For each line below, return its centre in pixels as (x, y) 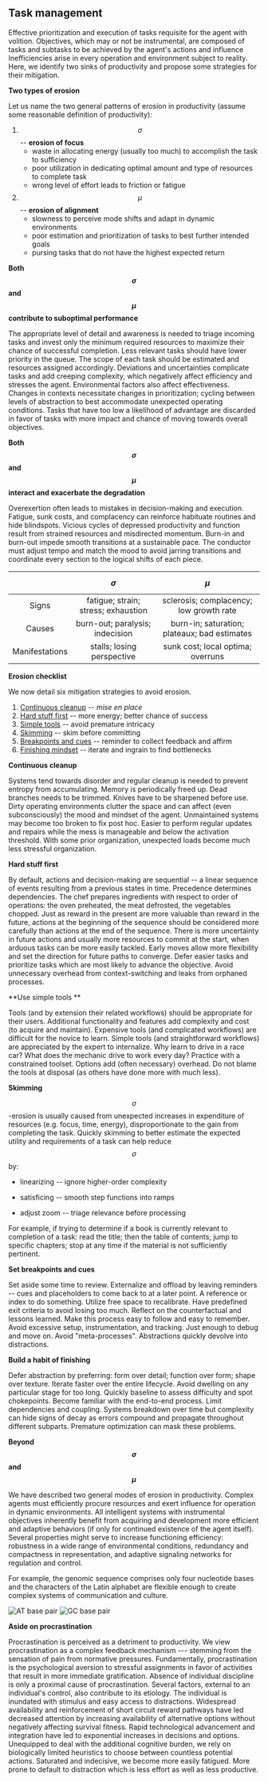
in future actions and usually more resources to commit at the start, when (129, 939)
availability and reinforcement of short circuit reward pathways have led (126, 1710)
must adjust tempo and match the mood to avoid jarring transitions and (125, 551)
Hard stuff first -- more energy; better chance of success (114, 715)
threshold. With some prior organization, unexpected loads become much (129, 840)
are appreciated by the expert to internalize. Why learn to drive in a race (126, 1047)
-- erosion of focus (52, 142)
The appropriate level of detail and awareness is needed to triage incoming (132, 333)
